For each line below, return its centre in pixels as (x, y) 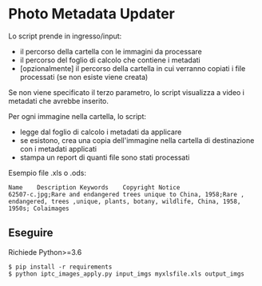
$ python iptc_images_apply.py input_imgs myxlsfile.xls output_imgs (127, 274)
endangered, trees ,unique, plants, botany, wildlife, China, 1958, (125, 201)
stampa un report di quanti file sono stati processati (105, 157)
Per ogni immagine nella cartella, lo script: (77, 116)
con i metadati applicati (58, 149)
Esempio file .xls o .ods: (47, 173)
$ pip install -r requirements (60, 267)
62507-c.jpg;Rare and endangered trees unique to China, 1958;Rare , (127, 194)
